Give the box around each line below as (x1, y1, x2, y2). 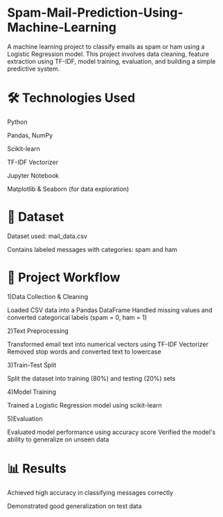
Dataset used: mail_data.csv (7, 232, 88, 240)
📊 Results (7, 460, 67, 476)
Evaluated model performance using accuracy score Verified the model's (7, 428, 216, 436)
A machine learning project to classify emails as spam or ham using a (7, 42, 205, 51)
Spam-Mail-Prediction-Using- (7, 5, 184, 21)
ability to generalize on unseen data (7, 435, 109, 444)
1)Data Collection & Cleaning (7, 292, 89, 300)
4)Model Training (7, 388, 57, 396)
